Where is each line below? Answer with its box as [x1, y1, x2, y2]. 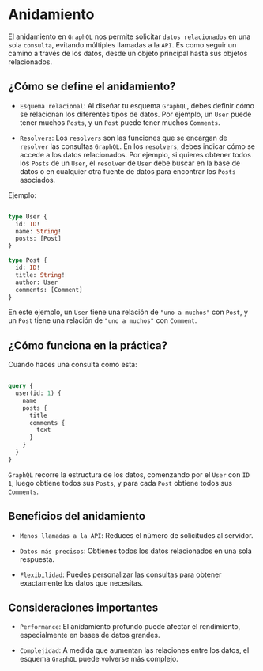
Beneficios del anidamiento [8, 510, 146, 523]
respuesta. [19, 554, 55, 563]
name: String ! [15, 227, 62, 235]
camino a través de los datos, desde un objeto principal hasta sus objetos [8, 48, 248, 58]
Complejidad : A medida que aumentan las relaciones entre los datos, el [19, 646, 250, 655]
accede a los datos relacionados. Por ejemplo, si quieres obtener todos [19, 150, 251, 159]
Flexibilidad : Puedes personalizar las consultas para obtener [19, 570, 222, 579]
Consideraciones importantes [8, 601, 159, 615]
